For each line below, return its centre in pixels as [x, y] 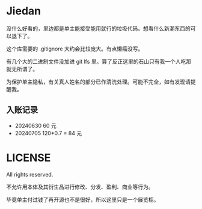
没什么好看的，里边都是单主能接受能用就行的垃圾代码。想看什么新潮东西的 [98, 28]
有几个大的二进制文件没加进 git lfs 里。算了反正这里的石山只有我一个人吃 [96, 61]
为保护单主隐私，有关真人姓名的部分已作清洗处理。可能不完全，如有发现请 [98, 82]
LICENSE [29, 158]
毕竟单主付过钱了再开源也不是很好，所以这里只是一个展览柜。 [83, 199]
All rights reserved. [30, 174]
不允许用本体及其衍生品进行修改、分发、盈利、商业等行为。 [80, 187]
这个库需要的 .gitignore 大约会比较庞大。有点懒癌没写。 [75, 49]
